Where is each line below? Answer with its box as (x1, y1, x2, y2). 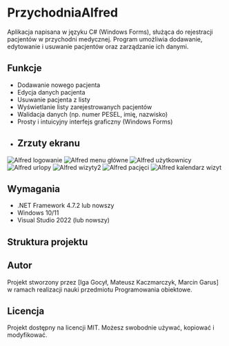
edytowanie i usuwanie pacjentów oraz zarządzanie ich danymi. (7, 42, 189, 50)
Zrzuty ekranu (17, 137, 81, 149)
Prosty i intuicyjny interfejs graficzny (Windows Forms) (17, 117, 173, 126)
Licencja (7, 305, 45, 317)
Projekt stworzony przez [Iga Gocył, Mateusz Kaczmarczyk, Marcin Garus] (7, 278, 219, 286)
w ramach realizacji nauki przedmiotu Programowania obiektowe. (7, 285, 192, 294)
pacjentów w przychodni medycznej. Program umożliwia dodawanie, (7, 35, 203, 43)
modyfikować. (7, 331, 48, 339)
